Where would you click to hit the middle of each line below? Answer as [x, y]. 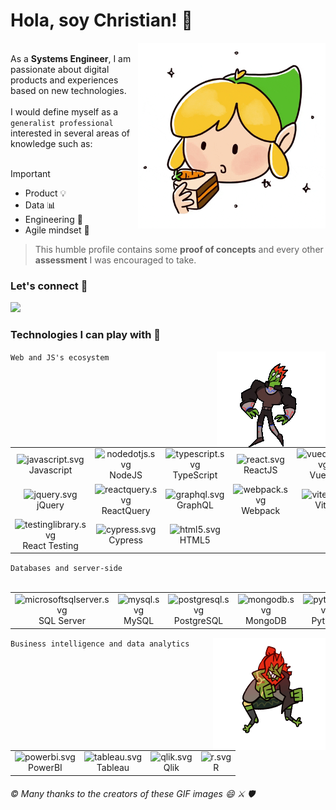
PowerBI [45, 768]
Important [30, 173]
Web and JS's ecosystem [60, 357]
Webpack [261, 510]
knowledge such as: [51, 143]
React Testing [50, 545]
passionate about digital [60, 69]
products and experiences [64, 80]
